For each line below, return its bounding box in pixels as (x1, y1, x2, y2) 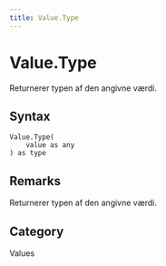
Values (9, 248, 35, 259)
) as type (9, 149, 47, 158)
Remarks (9, 173, 62, 189)
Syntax (9, 108, 51, 123)
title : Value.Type (9, 13, 79, 23)
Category (9, 223, 64, 239)
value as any (25, 141, 75, 150)
